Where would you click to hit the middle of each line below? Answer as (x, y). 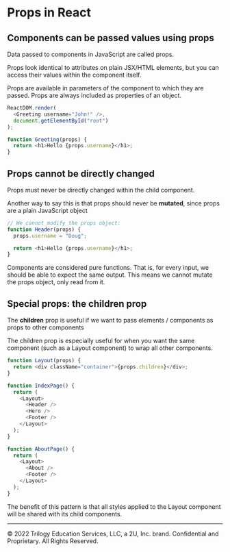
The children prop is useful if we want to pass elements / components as (110, 321)
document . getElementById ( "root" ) (61, 121)
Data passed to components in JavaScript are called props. (91, 54)
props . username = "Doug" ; (50, 236)
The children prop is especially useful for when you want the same (101, 341)
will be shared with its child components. (65, 514)
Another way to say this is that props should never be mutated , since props (114, 203)
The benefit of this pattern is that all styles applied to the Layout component (114, 506)
